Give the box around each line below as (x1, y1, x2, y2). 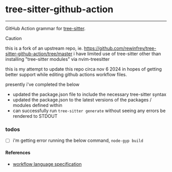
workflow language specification (12, 161, 82, 167)
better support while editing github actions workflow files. (5, 71, 127, 77)
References (5, 149, 31, 156)
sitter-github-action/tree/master (5, 50, 73, 57)
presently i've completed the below (5, 81, 80, 88)
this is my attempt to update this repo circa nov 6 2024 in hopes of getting (5, 66, 162, 72)
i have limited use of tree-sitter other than (73, 50, 161, 57)
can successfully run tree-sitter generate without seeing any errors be (12, 107, 166, 114)
